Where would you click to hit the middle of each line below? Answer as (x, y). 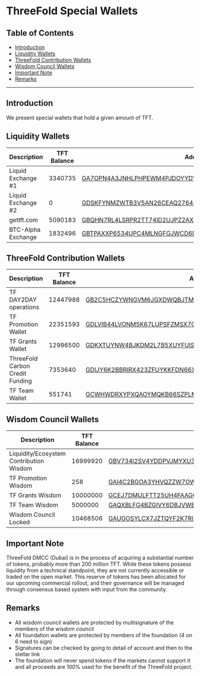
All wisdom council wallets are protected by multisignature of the (94, 622)
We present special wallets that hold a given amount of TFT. (80, 117)
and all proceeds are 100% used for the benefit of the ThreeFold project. (104, 666)
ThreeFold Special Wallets (72, 11)
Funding (21, 381)
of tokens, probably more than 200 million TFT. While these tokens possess (99, 564)
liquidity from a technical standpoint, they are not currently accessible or (95, 570)
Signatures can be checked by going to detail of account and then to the (104, 647)
